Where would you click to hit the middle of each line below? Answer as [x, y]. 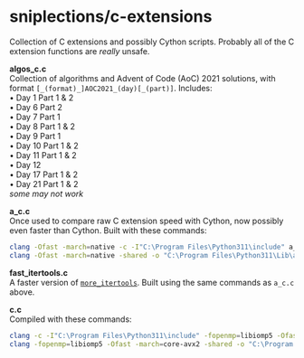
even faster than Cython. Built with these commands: [108, 230]
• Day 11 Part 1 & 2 [43, 155]
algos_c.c [28, 69]
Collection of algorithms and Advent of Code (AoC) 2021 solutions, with [142, 78]
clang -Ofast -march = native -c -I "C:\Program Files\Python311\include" [147, 247]
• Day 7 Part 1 [35, 117]
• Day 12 [25, 165]
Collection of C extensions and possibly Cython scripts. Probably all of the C [152, 42]
